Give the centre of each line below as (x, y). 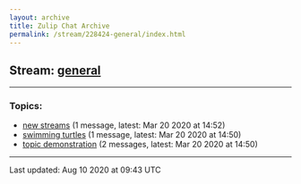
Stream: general (55, 70)
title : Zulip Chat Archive (60, 26)
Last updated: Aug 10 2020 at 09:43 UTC (85, 170)
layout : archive (39, 17)
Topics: (26, 106)
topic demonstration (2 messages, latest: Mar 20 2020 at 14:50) (140, 145)
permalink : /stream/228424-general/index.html (98, 34)
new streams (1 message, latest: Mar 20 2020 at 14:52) (124, 125)
